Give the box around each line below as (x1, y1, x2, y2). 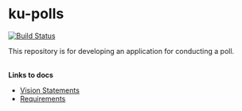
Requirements (19, 94, 66, 103)
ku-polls (8, 5, 64, 23)
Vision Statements (19, 85, 80, 95)
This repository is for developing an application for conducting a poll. (8, 46, 235, 55)
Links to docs (8, 70, 54, 79)
